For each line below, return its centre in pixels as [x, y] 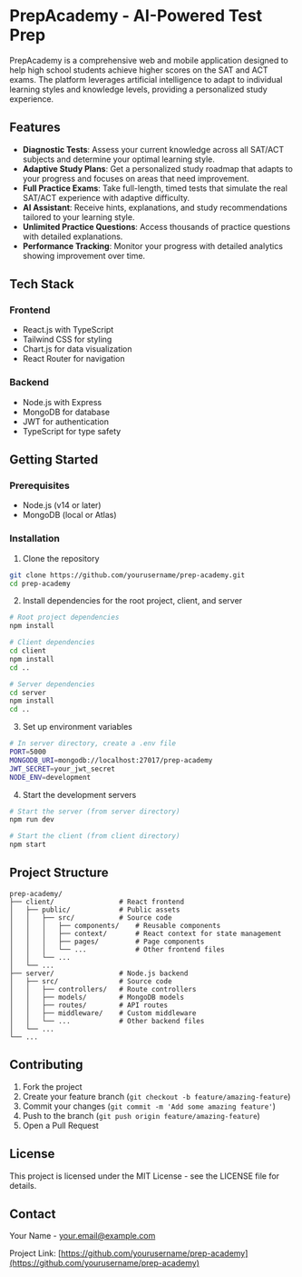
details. [23, 1185]
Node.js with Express [62, 402]
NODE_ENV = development [50, 777]
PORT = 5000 [28, 752]
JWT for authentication [65, 421]
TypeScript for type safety [72, 431]
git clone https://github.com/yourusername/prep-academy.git [127, 575]
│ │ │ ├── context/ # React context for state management [146, 933]
